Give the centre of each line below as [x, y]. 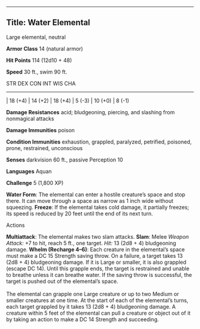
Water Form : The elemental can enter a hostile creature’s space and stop [96, 194]
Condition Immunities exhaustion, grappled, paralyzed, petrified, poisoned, [99, 142]
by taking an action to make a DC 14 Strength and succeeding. [82, 319]
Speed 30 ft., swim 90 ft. [37, 72]
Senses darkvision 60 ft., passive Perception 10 [65, 160]
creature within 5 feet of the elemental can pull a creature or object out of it [99, 313]
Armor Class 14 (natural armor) [45, 48]
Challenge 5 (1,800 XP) [35, 182]
